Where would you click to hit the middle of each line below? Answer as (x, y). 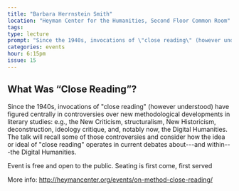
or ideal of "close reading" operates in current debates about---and (106, 144)
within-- (219, 144)
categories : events (36, 47)
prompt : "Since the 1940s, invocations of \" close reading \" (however (114, 41)
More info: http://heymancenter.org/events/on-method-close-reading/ (110, 180)
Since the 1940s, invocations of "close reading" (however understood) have (118, 106)
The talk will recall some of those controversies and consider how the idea (116, 137)
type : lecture (28, 34)
